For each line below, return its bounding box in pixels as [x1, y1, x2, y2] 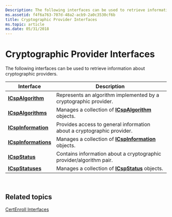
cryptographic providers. [5, 71, 58, 77]
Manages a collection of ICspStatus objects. [56, 165, 164, 172]
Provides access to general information [56, 121, 150, 128]
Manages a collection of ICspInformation [56, 136, 156, 143]
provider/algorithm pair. [56, 157, 113, 164]
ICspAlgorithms [8, 109, 47, 116]
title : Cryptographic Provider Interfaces [5, 17, 97, 22]
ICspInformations [8, 139, 52, 146]
